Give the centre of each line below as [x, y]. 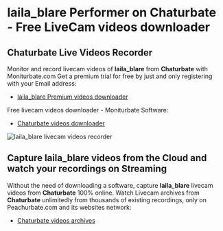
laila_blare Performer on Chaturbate [112, 13]
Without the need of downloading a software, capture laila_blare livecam [110, 185]
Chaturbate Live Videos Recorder [80, 52]
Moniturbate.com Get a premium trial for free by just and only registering [110, 76]
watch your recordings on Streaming [87, 169]
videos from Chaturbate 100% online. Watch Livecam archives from [104, 193]
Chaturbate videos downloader [61, 123]
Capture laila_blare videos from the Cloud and [107, 158]
